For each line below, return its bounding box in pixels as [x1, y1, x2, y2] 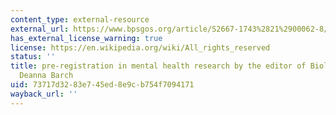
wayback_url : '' [10, 89, 78, 99]
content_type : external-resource [10, 14, 150, 25]
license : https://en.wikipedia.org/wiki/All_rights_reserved [10, 42, 271, 53]
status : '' [10, 52, 56, 62]
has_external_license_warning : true [10, 33, 163, 43]
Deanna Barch [19, 71, 74, 81]
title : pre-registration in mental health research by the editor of [10, 61, 307, 71]
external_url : [10, 24, 70, 34]
